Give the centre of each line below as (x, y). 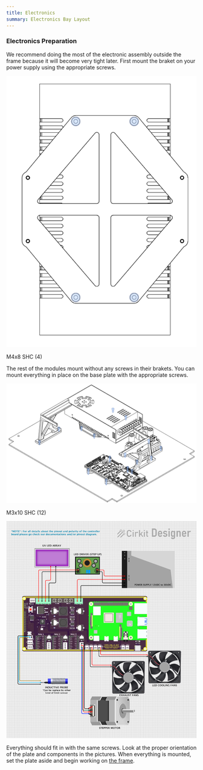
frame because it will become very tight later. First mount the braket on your (101, 61)
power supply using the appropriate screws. (61, 67)
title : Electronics (31, 13)
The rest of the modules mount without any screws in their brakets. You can (101, 368)
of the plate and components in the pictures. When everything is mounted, (99, 754)
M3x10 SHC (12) (26, 513)
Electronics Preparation (42, 41)
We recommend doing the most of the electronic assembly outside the (94, 54)
